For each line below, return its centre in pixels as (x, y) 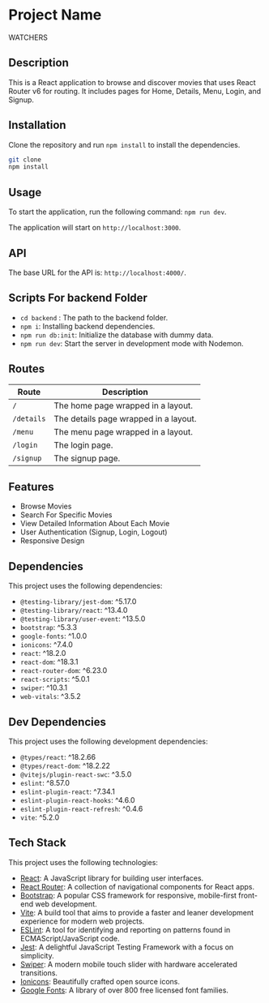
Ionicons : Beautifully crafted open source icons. (100, 981)
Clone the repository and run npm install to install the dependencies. (124, 144)
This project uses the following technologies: (83, 862)
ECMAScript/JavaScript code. (70, 938)
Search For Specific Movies (66, 515)
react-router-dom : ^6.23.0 (64, 671)
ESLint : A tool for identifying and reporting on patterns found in (125, 929)
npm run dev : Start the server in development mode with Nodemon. (132, 343)
